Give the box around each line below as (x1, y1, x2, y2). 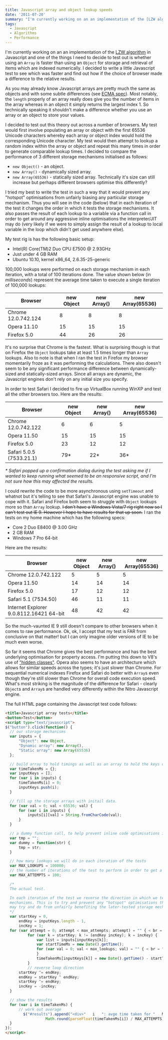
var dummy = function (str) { (9, 840, 70, 845)
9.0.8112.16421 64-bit (7, 610, 65, 617)
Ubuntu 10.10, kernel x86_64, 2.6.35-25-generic (12, 256, 110, 262)
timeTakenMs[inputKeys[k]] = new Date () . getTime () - (36, 956, 149, 961)
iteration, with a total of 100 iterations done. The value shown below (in (5, 271, 151, 277)
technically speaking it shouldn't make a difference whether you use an (5, 106, 152, 113)
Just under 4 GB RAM (12, 251, 57, 257)
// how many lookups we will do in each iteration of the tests (9, 859, 146, 864)
